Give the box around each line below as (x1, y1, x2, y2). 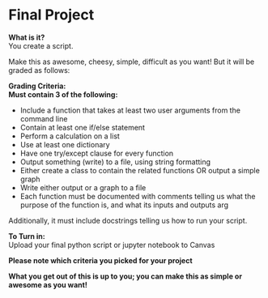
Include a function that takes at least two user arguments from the (19, 105, 241, 115)
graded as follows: (8, 65, 70, 74)
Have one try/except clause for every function (19, 148, 174, 158)
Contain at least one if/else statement (19, 122, 146, 132)
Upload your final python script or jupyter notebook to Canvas (8, 240, 215, 249)
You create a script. (8, 40, 74, 50)
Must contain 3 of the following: (8, 89, 118, 99)
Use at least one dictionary (19, 139, 111, 149)
